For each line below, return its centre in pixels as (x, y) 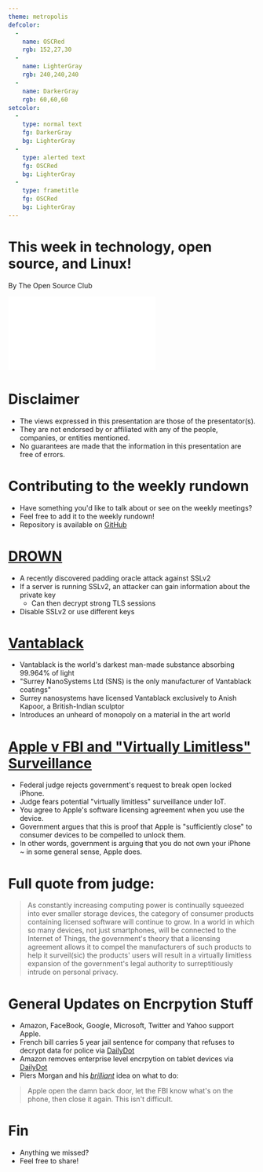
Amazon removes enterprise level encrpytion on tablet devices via (126, 1059)
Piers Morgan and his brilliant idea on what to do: (99, 1075)
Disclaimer (44, 399)
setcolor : (24, 108)
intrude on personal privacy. (73, 972)
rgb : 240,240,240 (51, 75)
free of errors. (42, 454)
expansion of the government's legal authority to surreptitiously (130, 964)
